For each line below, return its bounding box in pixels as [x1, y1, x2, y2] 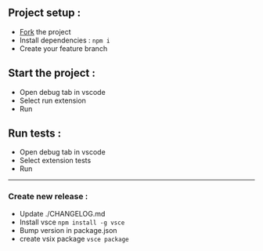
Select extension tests [19, 156, 92, 166]
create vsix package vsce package [19, 234, 129, 243]
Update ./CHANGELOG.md [19, 209, 106, 218]
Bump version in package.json [19, 225, 117, 235]
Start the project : [8, 67, 96, 80]
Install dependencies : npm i [19, 35, 110, 45]
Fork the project [19, 27, 72, 36]
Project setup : [8, 6, 81, 20]
